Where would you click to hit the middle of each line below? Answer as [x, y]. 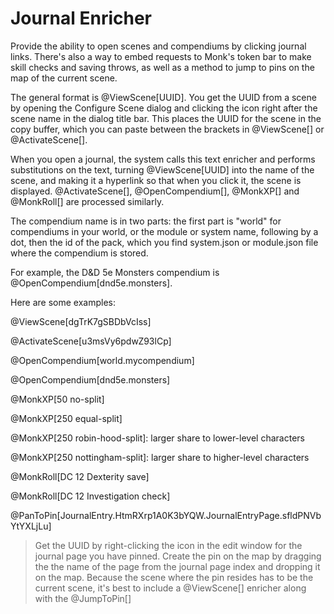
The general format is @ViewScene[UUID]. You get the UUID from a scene [163, 97]
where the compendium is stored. [79, 253]
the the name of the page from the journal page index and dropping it [177, 566]
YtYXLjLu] [31, 526]
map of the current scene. [64, 78]
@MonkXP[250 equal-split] [66, 418]
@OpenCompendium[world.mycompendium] [102, 360]
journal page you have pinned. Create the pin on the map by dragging [178, 556]
